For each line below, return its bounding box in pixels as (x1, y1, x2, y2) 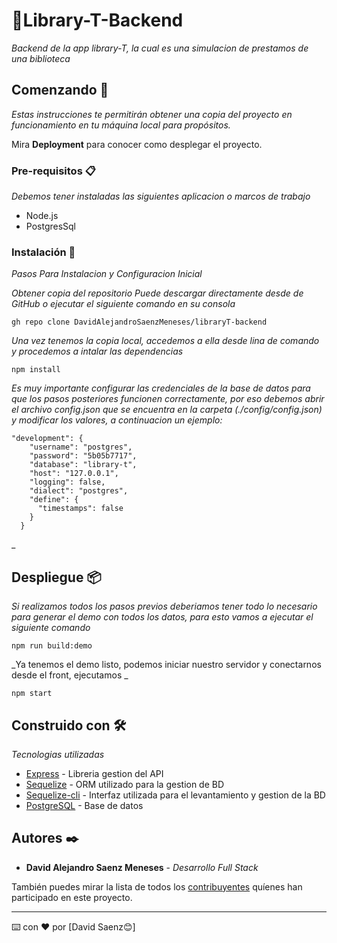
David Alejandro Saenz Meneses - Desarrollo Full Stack (25, 861, 259, 873)
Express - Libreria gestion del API (25, 767, 164, 779)
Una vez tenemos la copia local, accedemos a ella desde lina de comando (11, 335, 320, 347)
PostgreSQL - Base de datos (25, 799, 144, 811)
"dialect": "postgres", (29, 486, 129, 496)
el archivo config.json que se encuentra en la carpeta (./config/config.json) (11, 404, 323, 416)
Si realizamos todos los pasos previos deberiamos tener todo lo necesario (11, 600, 318, 613)
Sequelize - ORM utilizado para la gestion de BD (25, 778, 225, 790)
